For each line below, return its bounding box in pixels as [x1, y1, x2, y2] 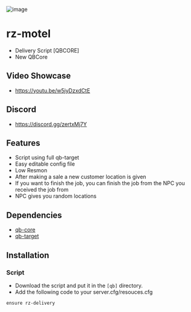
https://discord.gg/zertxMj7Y [14, 120, 87, 128]
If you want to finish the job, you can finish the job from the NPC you [14, 180, 186, 187]
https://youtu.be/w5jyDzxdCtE [14, 86, 90, 94]
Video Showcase [6, 71, 71, 81]
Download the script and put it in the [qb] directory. [14, 282, 143, 289]
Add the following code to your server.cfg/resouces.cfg [14, 288, 153, 296]
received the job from [14, 186, 69, 193]
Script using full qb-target [14, 154, 80, 161]
